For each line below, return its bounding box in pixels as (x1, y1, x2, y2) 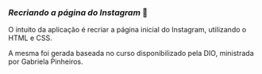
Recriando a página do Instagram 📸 (8, 7, 148, 18)
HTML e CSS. (8, 33, 53, 43)
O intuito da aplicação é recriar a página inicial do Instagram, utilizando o (8, 25, 247, 35)
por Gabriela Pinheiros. (8, 57, 83, 66)
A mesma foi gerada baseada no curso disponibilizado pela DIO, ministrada (8, 49, 254, 58)
